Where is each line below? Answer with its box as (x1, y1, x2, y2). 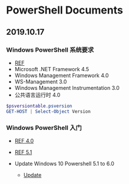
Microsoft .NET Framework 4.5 (14, 65, 90, 72)
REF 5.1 (14, 148, 32, 156)
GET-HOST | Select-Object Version (6, 108, 91, 115)
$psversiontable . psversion (6, 103, 72, 109)
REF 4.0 (14, 137, 34, 144)
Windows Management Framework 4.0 (14, 72, 109, 79)
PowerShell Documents (6, 4, 124, 17)
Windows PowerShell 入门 (6, 123, 82, 132)
